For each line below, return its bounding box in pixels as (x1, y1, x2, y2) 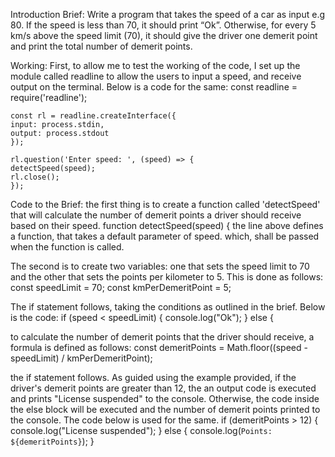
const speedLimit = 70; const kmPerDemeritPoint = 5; (10, 282, 232, 293)
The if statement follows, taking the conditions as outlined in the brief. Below (10, 301, 326, 313)
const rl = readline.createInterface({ (10, 111, 177, 121)
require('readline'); (10, 92, 88, 103)
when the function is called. (10, 241, 125, 253)
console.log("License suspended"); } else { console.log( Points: (10, 425, 273, 436)
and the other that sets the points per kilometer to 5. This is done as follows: (10, 271, 324, 283)
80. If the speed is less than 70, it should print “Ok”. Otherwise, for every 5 (10, 19, 317, 31)
